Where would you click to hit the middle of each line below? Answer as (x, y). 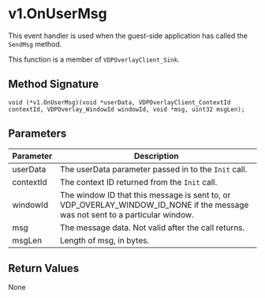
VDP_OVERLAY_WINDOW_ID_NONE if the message (154, 205)
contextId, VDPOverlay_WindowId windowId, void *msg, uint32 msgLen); (127, 109)
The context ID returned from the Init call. (138, 182)
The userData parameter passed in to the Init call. (153, 169)
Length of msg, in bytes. (105, 240)
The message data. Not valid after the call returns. (152, 228)
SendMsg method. (35, 43)
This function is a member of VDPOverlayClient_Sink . (94, 59)
